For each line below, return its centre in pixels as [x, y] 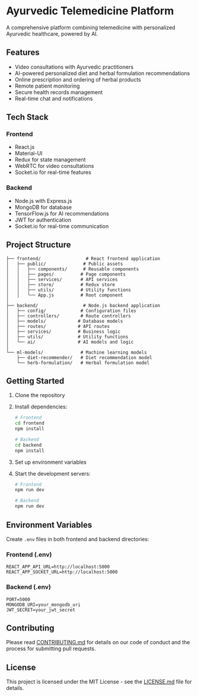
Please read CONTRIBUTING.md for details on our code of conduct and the [98, 642]
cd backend [28, 445]
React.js [25, 147]
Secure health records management [58, 92]
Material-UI [28, 154]
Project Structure [39, 245]
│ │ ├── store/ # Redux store [61, 285]
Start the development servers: [52, 473]
